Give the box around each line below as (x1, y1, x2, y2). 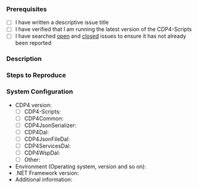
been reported (15, 39, 52, 47)
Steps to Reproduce (6, 71, 66, 79)
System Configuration (6, 87, 73, 96)
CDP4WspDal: (24, 149, 60, 156)
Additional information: (15, 176, 72, 183)
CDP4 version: (15, 101, 52, 109)
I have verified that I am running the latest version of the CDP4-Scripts (15, 26, 192, 33)
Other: (24, 156, 41, 164)
